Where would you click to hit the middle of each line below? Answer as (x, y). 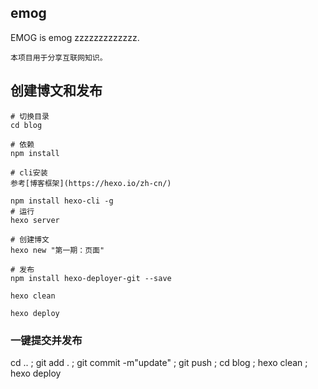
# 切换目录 (30, 116)
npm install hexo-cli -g (62, 201)
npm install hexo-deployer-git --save (91, 278)
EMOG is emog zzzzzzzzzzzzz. (75, 37)
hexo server (35, 220)
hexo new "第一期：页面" (57, 250)
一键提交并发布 (46, 340)
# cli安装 (29, 172)
